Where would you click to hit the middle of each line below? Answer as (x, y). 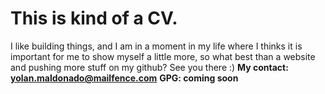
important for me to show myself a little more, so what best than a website (163, 56)
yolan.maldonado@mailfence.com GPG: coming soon (124, 78)
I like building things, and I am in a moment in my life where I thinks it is (156, 46)
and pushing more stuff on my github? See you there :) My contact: (149, 67)
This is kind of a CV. (94, 18)
